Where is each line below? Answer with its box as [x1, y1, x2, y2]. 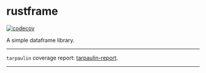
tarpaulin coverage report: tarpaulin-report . [6, 54, 118, 61]
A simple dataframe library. [6, 36, 75, 44]
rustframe [6, 4, 58, 18]
